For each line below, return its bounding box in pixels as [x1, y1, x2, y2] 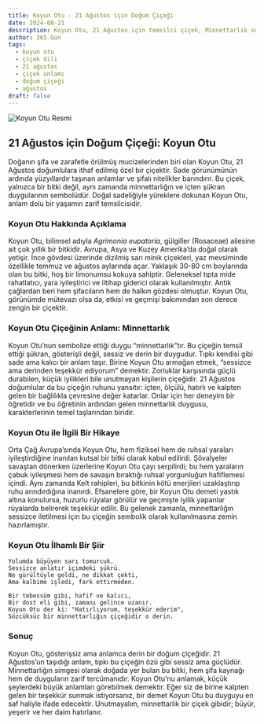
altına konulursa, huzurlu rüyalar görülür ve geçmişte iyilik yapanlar [8, 494, 225, 504]
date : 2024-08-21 [8, 19, 65, 27]
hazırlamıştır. [8, 520, 49, 529]
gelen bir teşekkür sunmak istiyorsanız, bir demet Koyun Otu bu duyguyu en [8, 690, 254, 700]
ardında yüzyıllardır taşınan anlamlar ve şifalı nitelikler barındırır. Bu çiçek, [8, 174, 246, 183]
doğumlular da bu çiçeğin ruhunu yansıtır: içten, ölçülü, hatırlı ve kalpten [8, 382, 241, 391]
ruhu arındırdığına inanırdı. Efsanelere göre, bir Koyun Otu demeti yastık [8, 487, 240, 496]
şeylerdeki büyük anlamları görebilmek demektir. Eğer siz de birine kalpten [8, 682, 249, 692]
